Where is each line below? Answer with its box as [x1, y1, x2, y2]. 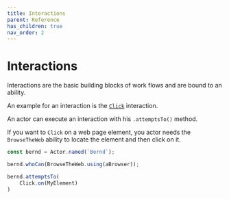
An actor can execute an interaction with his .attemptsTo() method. [7, 115, 198, 123]
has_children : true [7, 23, 63, 29]
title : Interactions [7, 10, 67, 17]
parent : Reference [7, 16, 60, 23]
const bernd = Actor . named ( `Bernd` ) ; [7, 148, 115, 156]
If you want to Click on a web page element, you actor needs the [7, 128, 191, 137]
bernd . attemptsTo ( [7, 173, 60, 180]
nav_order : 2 [7, 29, 45, 36]
